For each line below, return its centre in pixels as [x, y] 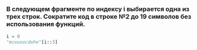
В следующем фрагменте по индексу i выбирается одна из [98, 9]
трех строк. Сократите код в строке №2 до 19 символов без [99, 16]
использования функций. [46, 24]
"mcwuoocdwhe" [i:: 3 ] [32, 42]
